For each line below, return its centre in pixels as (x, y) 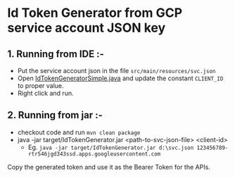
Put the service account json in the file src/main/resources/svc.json (116, 71)
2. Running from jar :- (55, 115)
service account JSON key (87, 28)
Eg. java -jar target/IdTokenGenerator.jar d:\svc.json (111, 147)
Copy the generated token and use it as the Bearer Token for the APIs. (109, 167)
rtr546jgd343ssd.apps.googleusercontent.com (94, 154)
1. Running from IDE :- (56, 54)
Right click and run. (45, 93)
